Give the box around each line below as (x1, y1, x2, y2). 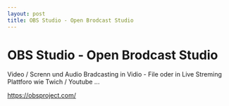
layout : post (7, 10, 46, 18)
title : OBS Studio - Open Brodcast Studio (7, 17, 134, 24)
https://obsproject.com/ (7, 91, 76, 100)
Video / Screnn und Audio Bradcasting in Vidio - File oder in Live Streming (7, 70, 222, 79)
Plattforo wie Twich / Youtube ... (7, 78, 100, 86)
